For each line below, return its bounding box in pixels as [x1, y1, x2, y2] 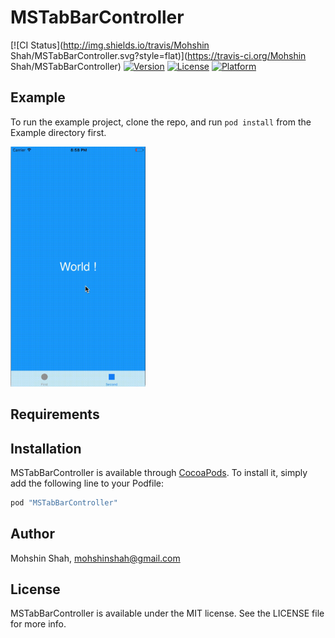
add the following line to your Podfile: [10, 477, 165, 489]
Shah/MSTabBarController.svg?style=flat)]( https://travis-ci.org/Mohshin [10, 49, 307, 61]
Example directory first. [10, 126, 107, 138]
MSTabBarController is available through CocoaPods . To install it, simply [10, 466, 308, 478]
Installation [10, 440, 82, 457]
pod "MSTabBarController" [10, 497, 118, 508]
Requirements [10, 406, 100, 423]
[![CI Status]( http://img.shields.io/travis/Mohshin [10, 39, 210, 51]
